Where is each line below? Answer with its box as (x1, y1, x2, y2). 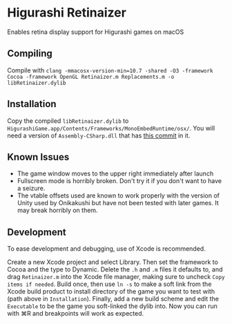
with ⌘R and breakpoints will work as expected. (7, 309, 144, 318)
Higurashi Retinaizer (7, 5, 126, 21)
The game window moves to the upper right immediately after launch (17, 169, 214, 178)
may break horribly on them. (17, 206, 98, 215)
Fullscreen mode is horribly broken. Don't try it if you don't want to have (17, 177, 222, 185)
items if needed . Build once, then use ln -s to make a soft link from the (7, 280, 212, 288)
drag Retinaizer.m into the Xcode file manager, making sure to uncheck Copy (7, 273, 225, 281)
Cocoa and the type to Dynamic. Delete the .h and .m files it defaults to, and (7, 265, 223, 274)
